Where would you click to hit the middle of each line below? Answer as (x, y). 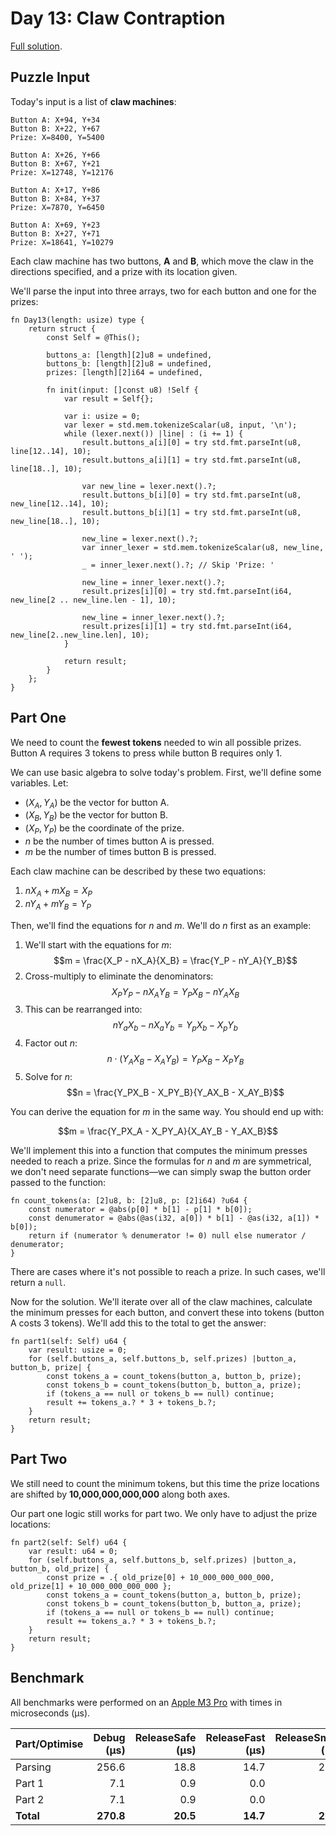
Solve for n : (48, 1076)
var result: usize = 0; (78, 1350)
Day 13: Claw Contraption (118, 18)
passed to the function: (58, 1182)
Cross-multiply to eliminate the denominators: (119, 976)
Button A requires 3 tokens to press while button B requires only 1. (146, 753)
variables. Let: (39, 783)
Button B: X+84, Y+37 (55, 198)
